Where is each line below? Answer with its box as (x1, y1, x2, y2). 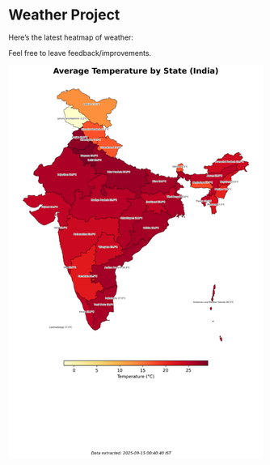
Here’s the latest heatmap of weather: (8, 32, 133, 42)
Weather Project (8, 6, 120, 24)
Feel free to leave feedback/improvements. (8, 48, 152, 58)
